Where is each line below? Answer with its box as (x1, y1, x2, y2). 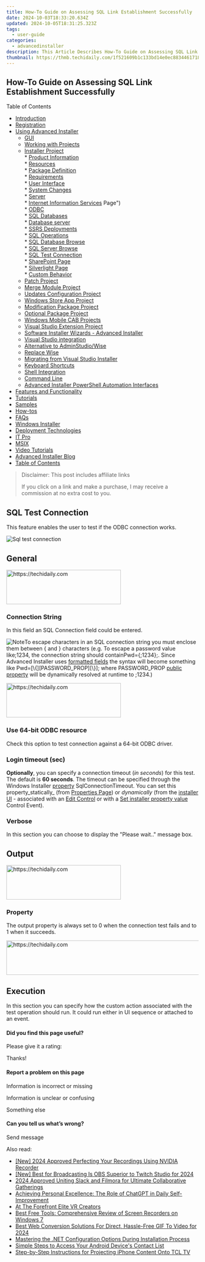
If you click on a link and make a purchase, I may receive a (21, 483, 168, 490)
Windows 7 (15, 1215, 44, 1223)
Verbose (6, 816, 32, 825)
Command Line (24, 375, 63, 383)
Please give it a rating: (6, 1043, 62, 1050)
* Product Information (24, 154, 79, 161)
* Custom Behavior (24, 271, 72, 278)
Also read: (6, 1145, 32, 1152)
